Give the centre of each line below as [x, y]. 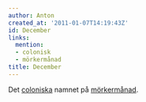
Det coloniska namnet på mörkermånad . [73, 89]
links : [19, 38]
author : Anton [32, 15]
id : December [30, 30]
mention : [30, 45]
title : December [35, 67]
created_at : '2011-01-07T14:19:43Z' [68, 23]
